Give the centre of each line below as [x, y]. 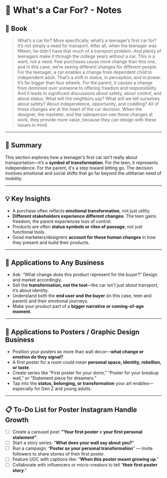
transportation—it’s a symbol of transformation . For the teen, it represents [82, 162]
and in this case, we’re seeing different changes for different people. [87, 67]
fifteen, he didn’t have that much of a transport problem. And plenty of [89, 51]
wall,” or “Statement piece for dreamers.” [54, 378]
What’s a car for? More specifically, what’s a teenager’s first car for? [87, 40]
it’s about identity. [30, 290]
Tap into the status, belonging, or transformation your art [72, 383]
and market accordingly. [37, 280]
